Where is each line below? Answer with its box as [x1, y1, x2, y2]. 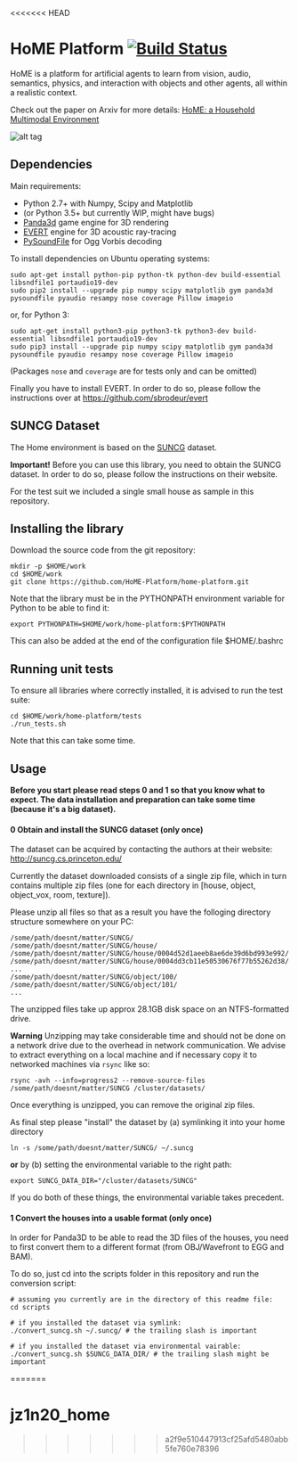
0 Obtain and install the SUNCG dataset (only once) [10, 824, 204, 834]
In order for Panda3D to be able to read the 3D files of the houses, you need [10, 1232, 289, 1243]
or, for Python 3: [10, 309, 70, 320]
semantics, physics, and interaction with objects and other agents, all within [10, 78, 288, 88]
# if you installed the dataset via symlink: [10, 1318, 181, 1327]
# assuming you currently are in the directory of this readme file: [10, 1295, 274, 1304]
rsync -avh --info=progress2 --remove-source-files [10, 1076, 205, 1086]
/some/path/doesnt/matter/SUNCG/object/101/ [10, 981, 178, 990]
